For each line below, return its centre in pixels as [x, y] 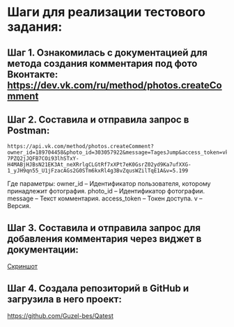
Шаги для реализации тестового [106, 12]
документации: [43, 249]
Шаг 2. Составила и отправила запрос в [98, 119]
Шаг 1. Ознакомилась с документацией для [107, 53]
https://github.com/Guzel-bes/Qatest [60, 316]
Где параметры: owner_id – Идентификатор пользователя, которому [109, 184]
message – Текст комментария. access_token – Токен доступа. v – [105, 198]
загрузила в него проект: [64, 299]
